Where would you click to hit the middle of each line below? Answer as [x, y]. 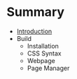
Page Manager [48, 68]
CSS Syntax [44, 53]
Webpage [41, 60]
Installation [43, 46]
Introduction [34, 31]
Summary [35, 12]
